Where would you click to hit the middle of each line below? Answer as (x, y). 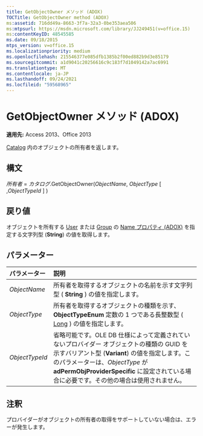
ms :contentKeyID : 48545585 (40, 34)
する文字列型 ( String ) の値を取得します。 (62, 234)
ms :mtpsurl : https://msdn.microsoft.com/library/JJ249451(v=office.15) (98, 29)
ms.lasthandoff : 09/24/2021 (42, 79)
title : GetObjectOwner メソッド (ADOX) (55, 12)
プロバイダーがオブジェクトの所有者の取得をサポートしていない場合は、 (96, 420)
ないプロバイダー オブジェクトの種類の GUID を (121, 344)
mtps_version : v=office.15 (40, 46)
